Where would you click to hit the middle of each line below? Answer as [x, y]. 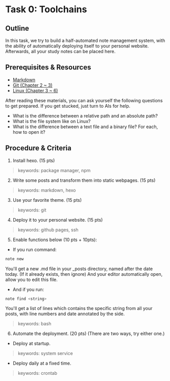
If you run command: [35, 249]
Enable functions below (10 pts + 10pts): [55, 240]
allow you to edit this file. [31, 279]
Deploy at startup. [32, 344]
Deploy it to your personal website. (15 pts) [58, 220]
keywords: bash [34, 324]
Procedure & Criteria [38, 148]
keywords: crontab [38, 373]
